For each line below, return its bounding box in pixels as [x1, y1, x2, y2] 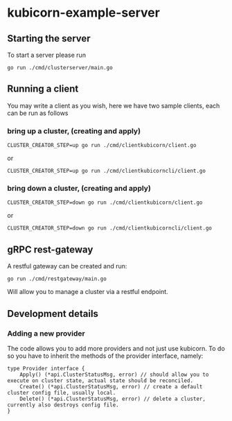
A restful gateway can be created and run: [7, 262, 127, 270]
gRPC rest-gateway [7, 243, 93, 255]
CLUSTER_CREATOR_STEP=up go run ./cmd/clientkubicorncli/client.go [7, 168, 206, 175]
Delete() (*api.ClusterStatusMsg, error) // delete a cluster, [19, 395, 206, 402]
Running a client [7, 83, 79, 95]
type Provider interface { [7, 365, 85, 372]
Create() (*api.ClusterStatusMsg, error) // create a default [19, 383, 203, 390]
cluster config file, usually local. [7, 389, 116, 396]
